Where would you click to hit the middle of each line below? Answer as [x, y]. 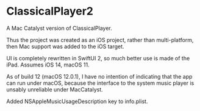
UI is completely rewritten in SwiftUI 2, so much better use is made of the [98, 58]
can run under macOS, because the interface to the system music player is [100, 83]
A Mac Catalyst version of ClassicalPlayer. [59, 28]
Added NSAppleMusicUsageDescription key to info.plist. [77, 101]
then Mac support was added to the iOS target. [65, 46]
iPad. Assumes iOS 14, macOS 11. [48, 65]
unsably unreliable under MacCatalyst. [55, 89]
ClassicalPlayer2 [50, 11]
